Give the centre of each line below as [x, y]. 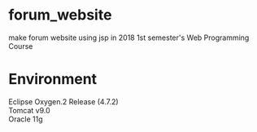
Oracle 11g [26, 119]
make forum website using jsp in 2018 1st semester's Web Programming [129, 37]
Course [21, 46]
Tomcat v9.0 [29, 110]
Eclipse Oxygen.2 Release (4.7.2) [64, 101]
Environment [53, 79]
